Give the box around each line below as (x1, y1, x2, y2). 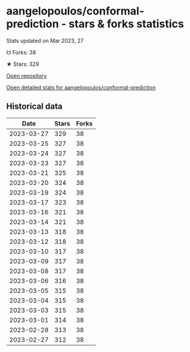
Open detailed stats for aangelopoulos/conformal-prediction (6, 83, 156, 91)
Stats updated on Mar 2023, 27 (6, 37, 84, 44)
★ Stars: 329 (6, 60, 39, 68)
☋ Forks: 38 (6, 48, 36, 56)
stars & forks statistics (68, 17, 185, 31)
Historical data (6, 101, 63, 112)
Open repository (6, 72, 47, 79)
